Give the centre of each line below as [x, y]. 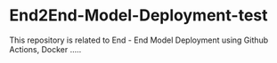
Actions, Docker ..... [45, 49]
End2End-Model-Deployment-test [138, 16]
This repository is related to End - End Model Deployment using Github [139, 40]
